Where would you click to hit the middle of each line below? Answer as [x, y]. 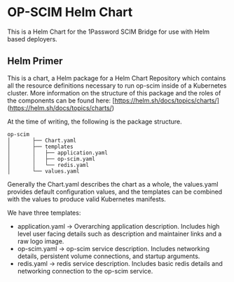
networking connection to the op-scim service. [85, 271]
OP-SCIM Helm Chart [70, 12]
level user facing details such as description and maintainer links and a [119, 234]
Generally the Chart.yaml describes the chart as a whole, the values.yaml [113, 184]
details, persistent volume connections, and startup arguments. [109, 256]
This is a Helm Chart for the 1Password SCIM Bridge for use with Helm [109, 32]
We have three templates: [44, 213]
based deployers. [32, 39]
